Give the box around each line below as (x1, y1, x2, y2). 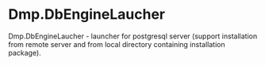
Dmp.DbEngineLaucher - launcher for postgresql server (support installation (8, 31, 258, 41)
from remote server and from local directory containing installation (8, 39, 225, 49)
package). (8, 48, 41, 57)
